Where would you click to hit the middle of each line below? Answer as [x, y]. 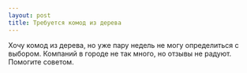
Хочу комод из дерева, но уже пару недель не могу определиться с [123, 45]
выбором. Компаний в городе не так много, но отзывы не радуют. [120, 53]
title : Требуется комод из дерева [65, 23]
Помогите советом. [41, 62]
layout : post [30, 15]
